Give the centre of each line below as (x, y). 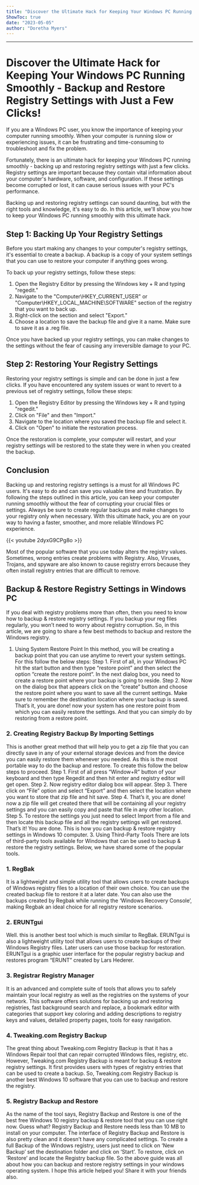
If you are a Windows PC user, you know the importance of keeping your (95, 130)
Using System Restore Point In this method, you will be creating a (94, 649)
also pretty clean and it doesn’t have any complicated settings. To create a (97, 1139)
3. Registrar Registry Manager (50, 975)
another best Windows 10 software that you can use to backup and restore (97, 1079)
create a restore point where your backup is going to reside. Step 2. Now (103, 681)
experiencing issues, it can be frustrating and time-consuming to (85, 142)
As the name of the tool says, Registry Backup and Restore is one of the (94, 1114)
